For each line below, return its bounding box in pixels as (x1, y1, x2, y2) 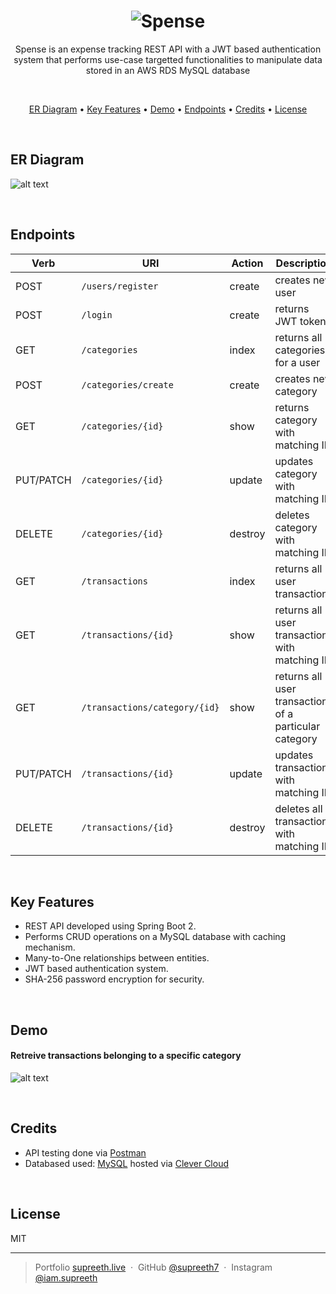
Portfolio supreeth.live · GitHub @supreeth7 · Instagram (34, 1261, 273, 1273)
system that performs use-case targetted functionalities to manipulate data (13, 53, 323, 65)
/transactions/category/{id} (81, 701, 220, 713)
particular (274, 719, 321, 733)
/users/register (81, 280, 159, 292)
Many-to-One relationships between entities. (24, 952, 210, 964)
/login (81, 309, 113, 320)
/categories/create (81, 379, 174, 390)
